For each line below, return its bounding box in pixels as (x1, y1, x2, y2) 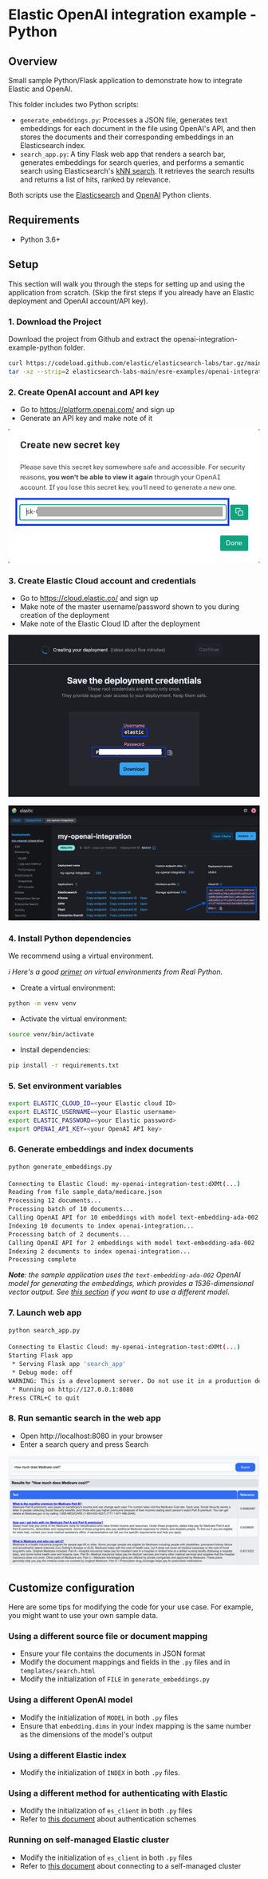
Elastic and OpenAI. (8, 84, 73, 94)
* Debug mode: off (11, 1368, 73, 1376)
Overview (8, 54, 58, 68)
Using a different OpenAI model (8, 1694, 133, 1705)
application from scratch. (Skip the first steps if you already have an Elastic (8, 287, 254, 297)
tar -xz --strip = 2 (8, 367, 69, 375)
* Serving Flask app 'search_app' (11, 1360, 127, 1368)
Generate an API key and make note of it (19, 413, 153, 423)
